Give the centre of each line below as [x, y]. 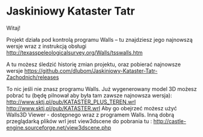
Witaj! [14, 28]
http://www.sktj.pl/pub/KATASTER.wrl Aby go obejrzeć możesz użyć [92, 108]
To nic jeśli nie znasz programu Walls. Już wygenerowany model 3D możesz [101, 89]
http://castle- [170, 121]
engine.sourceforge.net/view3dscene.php [59, 127]
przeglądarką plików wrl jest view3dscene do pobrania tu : [79, 121]
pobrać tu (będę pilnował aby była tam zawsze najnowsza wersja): [89, 95]
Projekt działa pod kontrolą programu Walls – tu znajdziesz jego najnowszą [99, 39]
